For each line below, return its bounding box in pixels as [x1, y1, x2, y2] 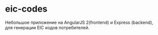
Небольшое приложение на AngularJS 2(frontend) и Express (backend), [5, 19, 154, 25]
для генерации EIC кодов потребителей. [5, 24, 90, 30]
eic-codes [5, 3, 48, 15]
